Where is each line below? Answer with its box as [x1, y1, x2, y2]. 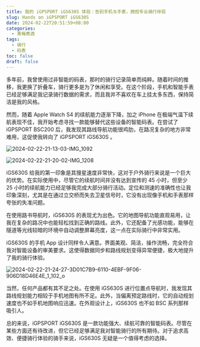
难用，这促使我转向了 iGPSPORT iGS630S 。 [6, 133, 116, 140]
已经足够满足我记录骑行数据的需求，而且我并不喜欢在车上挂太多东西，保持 [6, 91, 189, 98]
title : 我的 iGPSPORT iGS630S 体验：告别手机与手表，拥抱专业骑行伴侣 [6, 8, 166, 15]
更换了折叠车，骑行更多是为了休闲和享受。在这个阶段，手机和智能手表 [21, 83, 194, 90]
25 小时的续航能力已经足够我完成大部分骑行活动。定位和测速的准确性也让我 [6, 184, 192, 191]
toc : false [6, 53, 33, 59]
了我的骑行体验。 [6, 254, 48, 261]
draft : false [6, 58, 39, 64]
